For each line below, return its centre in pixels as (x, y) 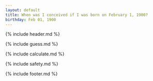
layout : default (23, 10)
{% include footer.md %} (32, 74)
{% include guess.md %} (32, 44)
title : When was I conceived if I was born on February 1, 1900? (76, 15)
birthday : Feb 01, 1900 (31, 19)
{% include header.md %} (33, 34)
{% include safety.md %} (32, 64)
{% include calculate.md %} (35, 54)
